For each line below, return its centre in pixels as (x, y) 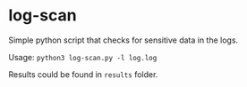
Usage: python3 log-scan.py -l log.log (83, 57)
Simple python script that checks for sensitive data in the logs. (123, 40)
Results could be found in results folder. (83, 74)
